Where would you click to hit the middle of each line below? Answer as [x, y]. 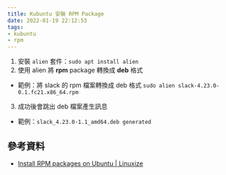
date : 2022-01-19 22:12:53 [47, 21]
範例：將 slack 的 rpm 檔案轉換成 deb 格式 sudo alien [96, 85]
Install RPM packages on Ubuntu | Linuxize [80, 163]
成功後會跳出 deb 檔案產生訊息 [63, 106]
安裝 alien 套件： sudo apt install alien [78, 62]
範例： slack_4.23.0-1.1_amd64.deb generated [84, 122]
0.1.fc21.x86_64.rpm [48, 93]
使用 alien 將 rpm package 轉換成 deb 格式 [80, 70]
